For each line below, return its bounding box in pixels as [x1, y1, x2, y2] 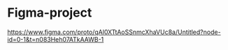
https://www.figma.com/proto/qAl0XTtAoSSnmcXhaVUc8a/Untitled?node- [7, 28, 222, 36]
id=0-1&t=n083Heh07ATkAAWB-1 [7, 35, 104, 43]
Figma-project [7, 5, 92, 21]
